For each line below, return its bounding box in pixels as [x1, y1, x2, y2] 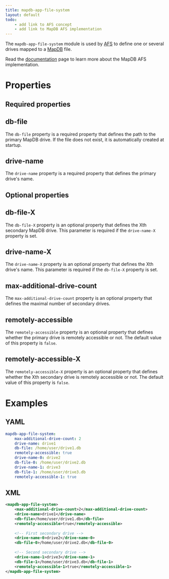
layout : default [5, 12, 40, 17]
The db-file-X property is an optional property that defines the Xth [5, 222, 147, 228]
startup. [5, 142, 22, 148]
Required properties [5, 100, 71, 108]
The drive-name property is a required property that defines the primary [5, 170, 156, 177]
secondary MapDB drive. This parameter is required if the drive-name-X [5, 227, 156, 234]
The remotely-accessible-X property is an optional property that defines [5, 368, 158, 375]
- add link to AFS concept [14, 22, 72, 27]
